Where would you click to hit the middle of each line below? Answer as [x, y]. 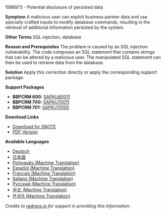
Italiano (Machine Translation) [43, 178]
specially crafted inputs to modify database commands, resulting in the [78, 22]
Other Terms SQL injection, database [43, 37]
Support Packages [25, 87]
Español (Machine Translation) [43, 168]
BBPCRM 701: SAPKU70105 [41, 107]
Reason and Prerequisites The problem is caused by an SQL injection [76, 47]
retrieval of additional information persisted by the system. [65, 27]
